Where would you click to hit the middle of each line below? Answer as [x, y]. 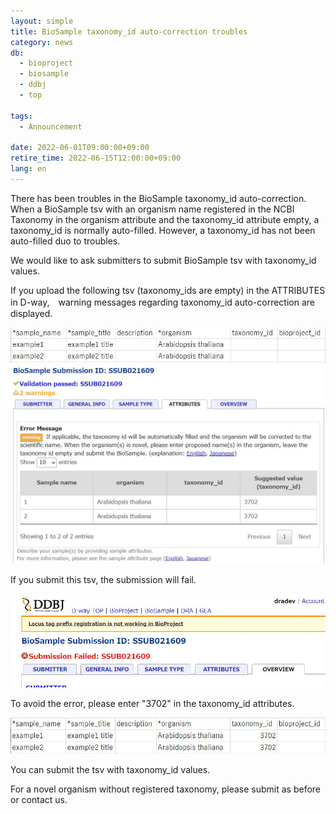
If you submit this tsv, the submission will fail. [103, 580]
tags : [21, 116]
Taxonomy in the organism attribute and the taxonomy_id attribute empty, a [165, 219]
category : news [42, 42]
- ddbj [33, 85]
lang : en [28, 169]
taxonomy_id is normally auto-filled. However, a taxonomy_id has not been [163, 230]
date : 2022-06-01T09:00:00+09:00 [80, 148]
